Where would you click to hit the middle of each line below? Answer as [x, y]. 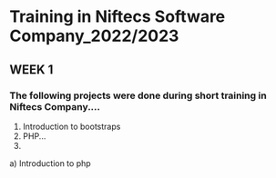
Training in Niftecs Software [118, 17]
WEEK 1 [31, 69]
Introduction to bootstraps [72, 126]
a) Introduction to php [50, 163]
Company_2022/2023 [94, 36]
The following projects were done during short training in [138, 95]
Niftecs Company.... [55, 106]
